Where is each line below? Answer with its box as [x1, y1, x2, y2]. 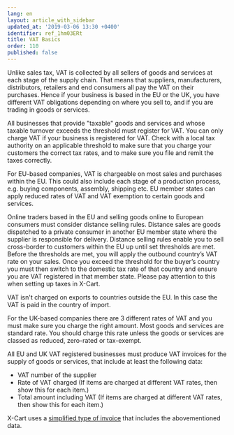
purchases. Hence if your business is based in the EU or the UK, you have [7, 90, 220, 98]
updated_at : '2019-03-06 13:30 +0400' [7, 23, 120, 30]
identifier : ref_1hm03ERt [7, 29, 82, 37]
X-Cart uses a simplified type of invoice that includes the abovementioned [7, 413, 221, 422]
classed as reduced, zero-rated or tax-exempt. [7, 336, 142, 344]
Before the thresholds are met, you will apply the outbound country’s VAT [7, 249, 218, 258]
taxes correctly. [7, 156, 52, 164]
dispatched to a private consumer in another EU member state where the [7, 228, 217, 236]
